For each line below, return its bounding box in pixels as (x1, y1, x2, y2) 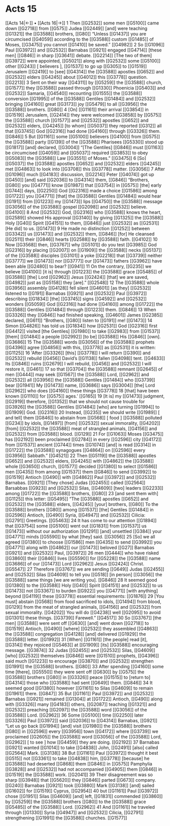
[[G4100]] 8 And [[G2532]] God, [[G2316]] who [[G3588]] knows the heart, (5, 209, 162, 215)
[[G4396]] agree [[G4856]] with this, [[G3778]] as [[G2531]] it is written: (5, 344, 156, 350)
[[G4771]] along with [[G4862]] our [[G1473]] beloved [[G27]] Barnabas (5, 544, 155, 550)
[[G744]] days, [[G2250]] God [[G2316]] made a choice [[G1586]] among (5, 187, 157, 193)
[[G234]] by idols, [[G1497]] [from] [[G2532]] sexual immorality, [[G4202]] (5, 420, 161, 426)
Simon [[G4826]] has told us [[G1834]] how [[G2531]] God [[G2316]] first (5, 323, 157, 329)
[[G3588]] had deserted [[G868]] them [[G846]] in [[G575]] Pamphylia (5, 760, 152, 766)
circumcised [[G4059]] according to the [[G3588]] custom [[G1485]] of (5, 36, 154, 42)
